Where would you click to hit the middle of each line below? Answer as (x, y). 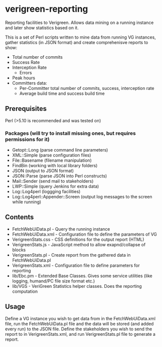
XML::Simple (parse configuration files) (51, 155)
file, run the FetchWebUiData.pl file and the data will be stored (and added (79, 324)
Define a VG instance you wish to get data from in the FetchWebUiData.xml (80, 318)
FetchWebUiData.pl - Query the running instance (61, 229)
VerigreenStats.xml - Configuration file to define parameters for (76, 265)
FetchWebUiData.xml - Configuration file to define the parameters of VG (84, 234)
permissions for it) (27, 139)
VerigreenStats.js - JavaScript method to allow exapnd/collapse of (79, 244)
